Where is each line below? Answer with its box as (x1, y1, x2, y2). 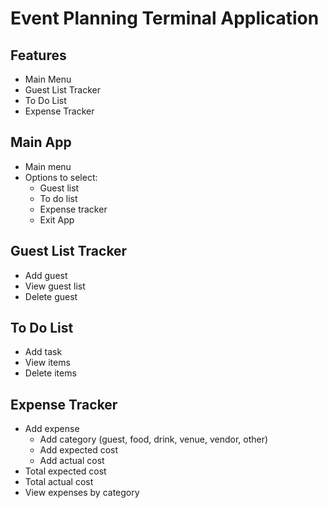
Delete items (24, 367, 77, 379)
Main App (10, 134, 72, 151)
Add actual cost (39, 455, 105, 467)
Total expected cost (24, 465, 107, 477)
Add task (24, 346, 63, 358)
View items (24, 357, 71, 369)
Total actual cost (24, 476, 94, 488)
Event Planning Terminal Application (10, 7, 320, 30)
